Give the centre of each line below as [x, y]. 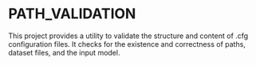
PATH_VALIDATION [72, 14]
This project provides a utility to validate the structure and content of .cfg [128, 36]
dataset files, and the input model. [64, 52]
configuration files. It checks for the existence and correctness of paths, [127, 44]
